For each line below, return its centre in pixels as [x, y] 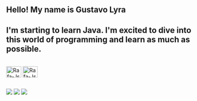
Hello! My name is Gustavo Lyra [66, 10]
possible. [24, 49]
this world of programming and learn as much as [98, 39]
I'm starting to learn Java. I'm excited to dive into [99, 30]
